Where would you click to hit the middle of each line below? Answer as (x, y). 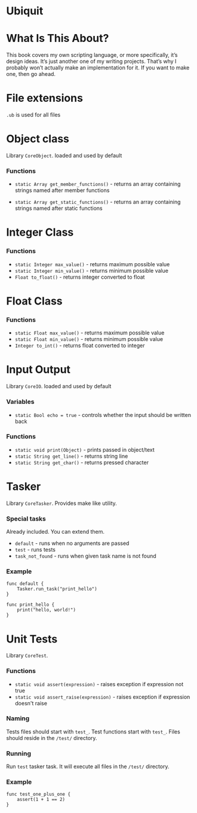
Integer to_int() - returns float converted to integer (80, 346)
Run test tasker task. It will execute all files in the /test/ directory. (88, 766)
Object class (38, 139)
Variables (20, 402)
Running (19, 753)
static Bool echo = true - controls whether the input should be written (103, 415)
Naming (18, 718)
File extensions (45, 98)
